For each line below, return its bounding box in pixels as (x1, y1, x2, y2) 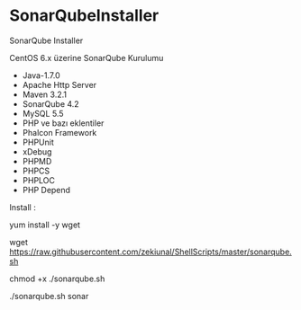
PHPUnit (22, 137, 54, 147)
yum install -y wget (9, 219, 81, 230)
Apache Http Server (22, 79, 97, 90)
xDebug (22, 146, 52, 157)
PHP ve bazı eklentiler (22, 118, 105, 128)
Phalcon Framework (22, 127, 97, 137)
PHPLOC (22, 174, 56, 185)
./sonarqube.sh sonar (9, 290, 89, 301)
